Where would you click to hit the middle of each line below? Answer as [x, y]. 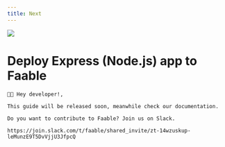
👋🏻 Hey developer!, [35, 94]
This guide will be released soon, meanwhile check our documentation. [113, 106]
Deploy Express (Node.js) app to [102, 61]
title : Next [24, 14]
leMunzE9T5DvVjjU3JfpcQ [42, 137]
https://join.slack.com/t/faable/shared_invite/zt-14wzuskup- [99, 130]
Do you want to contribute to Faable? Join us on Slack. [91, 119]
